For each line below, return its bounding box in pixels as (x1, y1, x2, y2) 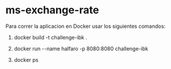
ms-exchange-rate (5, 3, 100, 17)
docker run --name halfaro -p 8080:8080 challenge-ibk (13, 45, 149, 52)
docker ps (13, 56, 39, 63)
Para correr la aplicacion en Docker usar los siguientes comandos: (5, 23, 166, 30)
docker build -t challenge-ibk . (13, 34, 87, 41)
